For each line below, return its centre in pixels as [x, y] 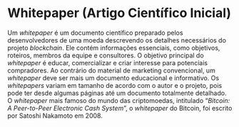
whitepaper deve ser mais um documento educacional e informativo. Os [113, 78]
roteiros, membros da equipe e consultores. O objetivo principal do [106, 55]
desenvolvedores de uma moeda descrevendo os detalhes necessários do [117, 40]
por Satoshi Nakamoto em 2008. [55, 116]
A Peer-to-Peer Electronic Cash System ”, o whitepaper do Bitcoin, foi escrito [120, 108]
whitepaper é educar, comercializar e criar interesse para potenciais [108, 62]
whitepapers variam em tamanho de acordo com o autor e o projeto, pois [115, 85]
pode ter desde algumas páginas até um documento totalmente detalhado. [117, 93]
